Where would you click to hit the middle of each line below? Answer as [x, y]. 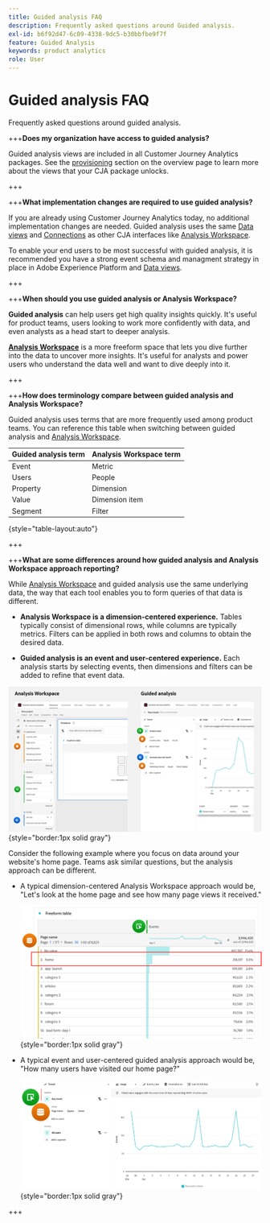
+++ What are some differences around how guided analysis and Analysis [133, 560]
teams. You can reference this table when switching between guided [122, 428]
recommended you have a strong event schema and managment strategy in [134, 258]
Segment [27, 510]
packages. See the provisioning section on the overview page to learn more [133, 162]
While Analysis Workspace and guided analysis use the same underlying [129, 585]
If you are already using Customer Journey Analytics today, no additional [129, 217]
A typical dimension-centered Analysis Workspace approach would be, [137, 886]
